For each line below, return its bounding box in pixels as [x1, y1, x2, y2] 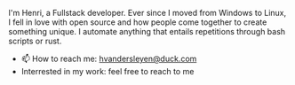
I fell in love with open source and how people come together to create [8, 17, 267, 27]
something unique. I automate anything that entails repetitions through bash [8, 27, 286, 36]
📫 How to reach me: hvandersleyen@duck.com [20, 53, 197, 64]
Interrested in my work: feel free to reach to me [20, 66, 195, 76]
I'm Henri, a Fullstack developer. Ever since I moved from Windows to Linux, [8, 8, 286, 18]
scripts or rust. [8, 35, 62, 46]
